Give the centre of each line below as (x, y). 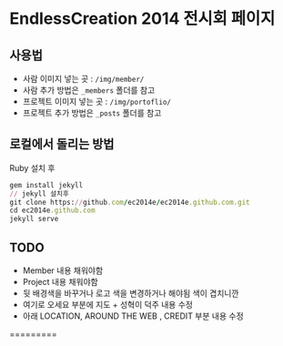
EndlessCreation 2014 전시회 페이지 (142, 19)
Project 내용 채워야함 (60, 282)
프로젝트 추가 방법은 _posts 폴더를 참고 (92, 113)
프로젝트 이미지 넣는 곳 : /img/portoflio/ (96, 102)
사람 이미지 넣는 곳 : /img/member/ (83, 79)
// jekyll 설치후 (40, 193)
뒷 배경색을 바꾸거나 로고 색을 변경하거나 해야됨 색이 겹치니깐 (131, 293)
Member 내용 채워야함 (63, 270)
